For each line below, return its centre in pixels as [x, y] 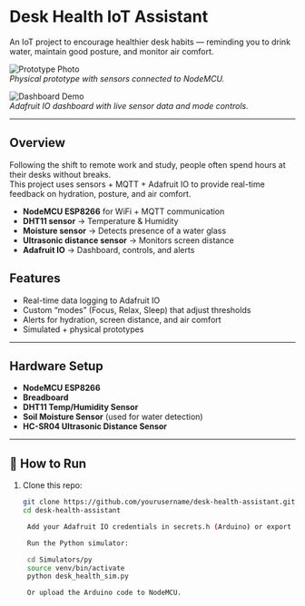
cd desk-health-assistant [71, 511]
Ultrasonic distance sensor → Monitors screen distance [128, 240]
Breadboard [45, 397]
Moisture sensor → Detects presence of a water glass [124, 230]
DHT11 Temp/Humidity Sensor [80, 407]
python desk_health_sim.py [78, 577]
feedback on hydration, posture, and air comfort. [100, 193]
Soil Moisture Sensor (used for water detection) [113, 417]
